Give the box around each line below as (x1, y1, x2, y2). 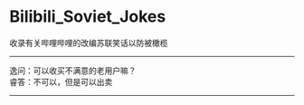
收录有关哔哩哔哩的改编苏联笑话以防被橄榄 (9, 37, 168, 48)
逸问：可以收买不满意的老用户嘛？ (9, 65, 137, 76)
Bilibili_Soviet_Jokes (9, 6, 166, 27)
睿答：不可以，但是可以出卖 (9, 76, 113, 87)
